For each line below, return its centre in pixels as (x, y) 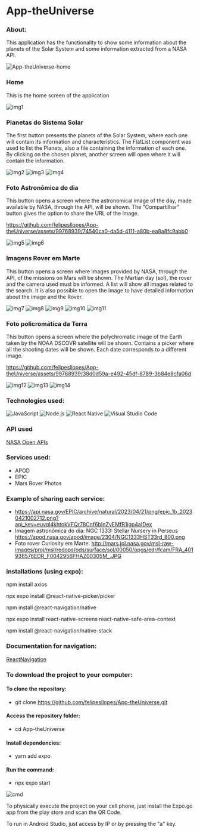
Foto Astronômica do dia (42, 188)
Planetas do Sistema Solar (45, 122)
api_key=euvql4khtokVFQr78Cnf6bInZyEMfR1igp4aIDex (83, 525)
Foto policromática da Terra (47, 323)
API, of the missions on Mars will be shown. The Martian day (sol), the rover (99, 277)
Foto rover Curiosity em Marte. (52, 544)
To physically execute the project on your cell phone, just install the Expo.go (99, 806)
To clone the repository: (37, 689)
